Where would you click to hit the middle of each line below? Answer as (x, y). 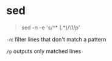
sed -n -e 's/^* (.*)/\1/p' (51, 27)
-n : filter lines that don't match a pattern (56, 39)
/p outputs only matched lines (44, 51)
